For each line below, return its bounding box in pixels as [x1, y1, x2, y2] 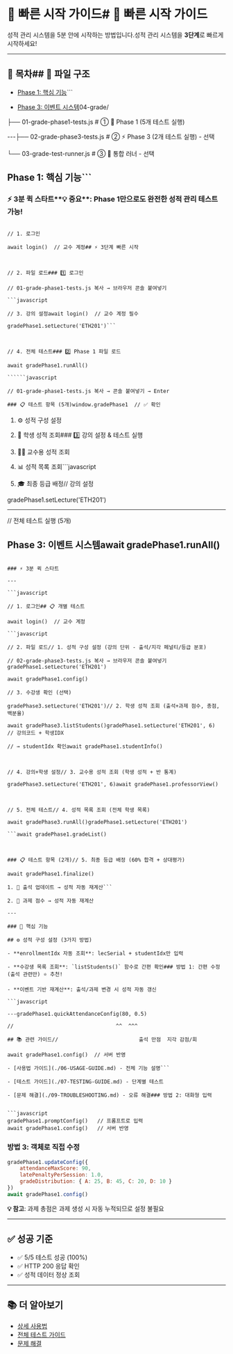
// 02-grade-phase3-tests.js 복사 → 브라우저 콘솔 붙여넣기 [7, 658, 167, 664]
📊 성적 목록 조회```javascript [17, 463, 96, 471]
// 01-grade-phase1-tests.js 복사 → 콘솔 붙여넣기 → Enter [7, 388, 170, 395]
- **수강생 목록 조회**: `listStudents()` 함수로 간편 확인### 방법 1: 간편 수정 [7, 964, 221, 971]
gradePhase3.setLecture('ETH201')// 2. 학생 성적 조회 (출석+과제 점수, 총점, [7, 703, 220, 710]
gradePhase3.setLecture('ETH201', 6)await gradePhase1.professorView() [7, 781, 218, 788]
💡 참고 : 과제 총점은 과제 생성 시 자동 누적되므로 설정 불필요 [7, 1204, 164, 1213]
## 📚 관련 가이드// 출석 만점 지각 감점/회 [7, 1036, 198, 1044]
